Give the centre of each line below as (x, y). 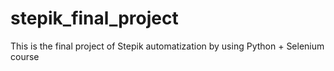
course (25, 56)
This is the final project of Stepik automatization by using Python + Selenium (167, 46)
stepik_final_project (94, 18)
